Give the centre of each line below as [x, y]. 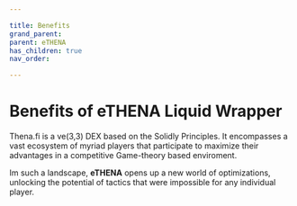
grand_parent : [36, 34]
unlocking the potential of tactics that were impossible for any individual [143, 183]
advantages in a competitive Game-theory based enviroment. [123, 156]
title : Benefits [40, 25]
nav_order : [30, 59]
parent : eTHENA [38, 42]
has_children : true [46, 50]
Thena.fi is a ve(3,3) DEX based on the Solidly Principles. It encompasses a [148, 137]
